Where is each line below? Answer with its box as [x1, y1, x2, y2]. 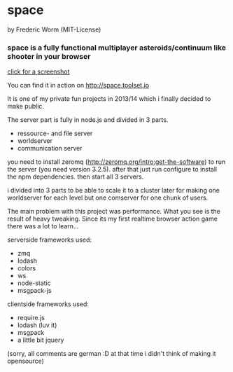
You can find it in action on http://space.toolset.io [7, 81, 150, 90]
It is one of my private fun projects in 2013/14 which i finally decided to [7, 95, 211, 103]
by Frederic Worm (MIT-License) [7, 25, 101, 34]
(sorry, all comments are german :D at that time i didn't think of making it [7, 350, 216, 358]
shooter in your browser [7, 51, 91, 61]
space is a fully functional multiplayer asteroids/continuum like [7, 43, 226, 53]
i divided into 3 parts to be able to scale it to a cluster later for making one [7, 186, 220, 195]
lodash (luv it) [17, 321, 57, 329]
